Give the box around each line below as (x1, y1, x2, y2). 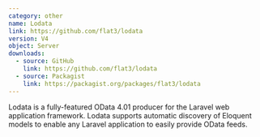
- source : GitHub (15, 58, 75, 66)
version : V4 (8, 34, 49, 43)
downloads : (8, 49, 45, 58)
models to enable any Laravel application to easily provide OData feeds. (8, 119, 248, 129)
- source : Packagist (15, 72, 85, 80)
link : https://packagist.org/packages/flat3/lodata (23, 79, 201, 88)
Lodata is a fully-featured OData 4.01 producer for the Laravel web (8, 102, 230, 112)
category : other (8, 11, 63, 20)
